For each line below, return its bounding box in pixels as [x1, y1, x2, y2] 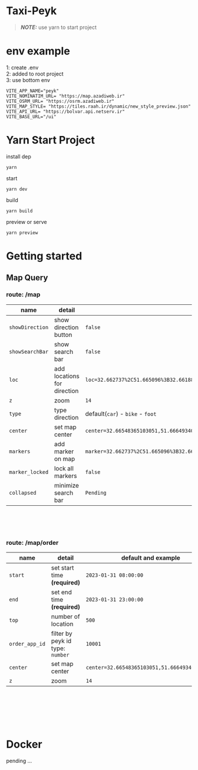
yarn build [6, 208, 33, 214]
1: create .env [6, 64, 39, 71]
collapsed [9, 489, 37, 496]
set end [51, 588, 72, 596]
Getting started [6, 249, 82, 262]
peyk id [51, 636, 72, 645]
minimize [54, 481, 80, 489]
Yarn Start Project [6, 134, 95, 147]
